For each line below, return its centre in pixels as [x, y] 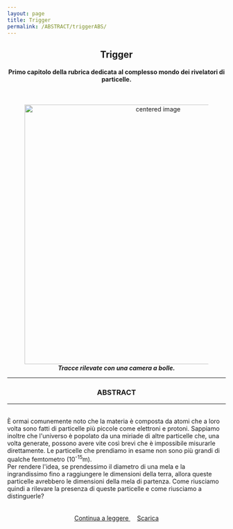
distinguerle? [26, 496]
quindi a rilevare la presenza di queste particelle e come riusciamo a [105, 488]
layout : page [26, 14]
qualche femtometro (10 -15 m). [50, 459]
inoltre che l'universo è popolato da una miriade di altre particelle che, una [113, 436]
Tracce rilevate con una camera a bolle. [116, 368]
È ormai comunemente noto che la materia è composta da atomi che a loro [114, 421]
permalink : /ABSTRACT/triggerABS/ [57, 26]
